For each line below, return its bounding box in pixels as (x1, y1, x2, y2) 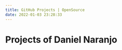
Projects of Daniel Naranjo (5, 34, 117, 45)
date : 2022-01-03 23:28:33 (5, 12, 62, 17)
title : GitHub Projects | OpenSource (5, 7, 85, 13)
